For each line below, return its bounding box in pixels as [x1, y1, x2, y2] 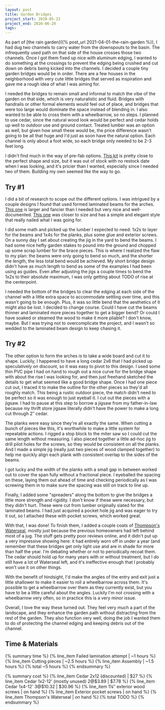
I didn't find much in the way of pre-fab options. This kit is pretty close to [5, 153, 154, 159]
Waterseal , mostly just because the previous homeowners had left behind [5, 527, 154, 534]
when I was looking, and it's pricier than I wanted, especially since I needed [5, 164, 159, 169]
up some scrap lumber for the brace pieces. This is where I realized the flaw [5, 248, 160, 253]
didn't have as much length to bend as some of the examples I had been [5, 263, 152, 269]
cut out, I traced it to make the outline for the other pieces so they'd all [5, 384, 148, 390]
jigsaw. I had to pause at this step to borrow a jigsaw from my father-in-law [5, 400, 158, 406]
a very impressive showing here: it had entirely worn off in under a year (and [5, 538, 160, 544]
